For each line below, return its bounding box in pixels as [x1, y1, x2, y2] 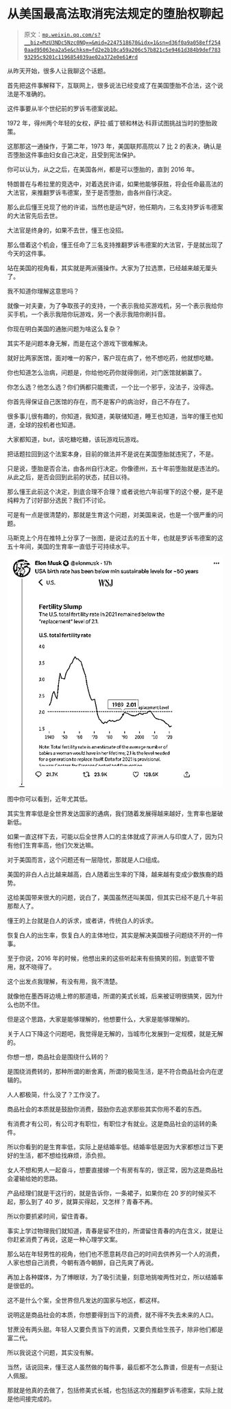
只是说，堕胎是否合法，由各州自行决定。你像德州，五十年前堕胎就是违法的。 [7, 464, 223, 472]
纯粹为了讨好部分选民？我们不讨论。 [7, 496, 110, 504]
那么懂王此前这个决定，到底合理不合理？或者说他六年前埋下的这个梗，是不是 [7, 487, 223, 496]
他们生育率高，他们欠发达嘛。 [12, 841, 97, 849]
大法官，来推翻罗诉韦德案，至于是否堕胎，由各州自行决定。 [7, 188, 175, 196]
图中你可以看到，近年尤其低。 [7, 795, 91, 803]
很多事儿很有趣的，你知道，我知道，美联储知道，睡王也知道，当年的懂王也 [7, 412, 217, 420]
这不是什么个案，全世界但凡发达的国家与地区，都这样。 [7, 1296, 163, 1304]
